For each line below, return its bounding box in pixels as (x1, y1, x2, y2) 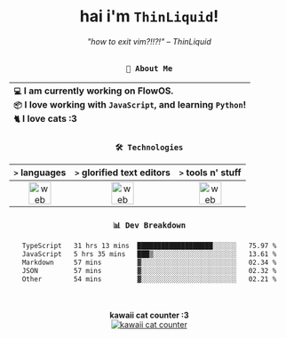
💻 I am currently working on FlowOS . (13, 84, 174, 97)
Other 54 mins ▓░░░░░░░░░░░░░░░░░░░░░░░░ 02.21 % (21, 274, 277, 284)
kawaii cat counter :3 (109, 310, 189, 320)
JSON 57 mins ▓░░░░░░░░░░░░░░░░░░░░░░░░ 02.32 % (21, 266, 277, 275)
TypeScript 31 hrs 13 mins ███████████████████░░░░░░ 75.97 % (21, 242, 277, 251)
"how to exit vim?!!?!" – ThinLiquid (87, 36, 211, 46)
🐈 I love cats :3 (13, 112, 77, 125)
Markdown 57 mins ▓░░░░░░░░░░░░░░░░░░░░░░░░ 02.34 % (21, 258, 277, 268)
